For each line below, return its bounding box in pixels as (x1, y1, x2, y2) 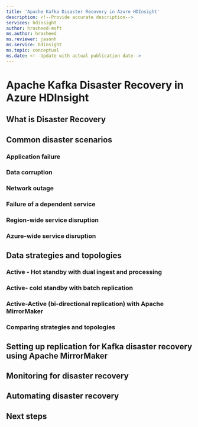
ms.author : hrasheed (6, 31, 57, 37)
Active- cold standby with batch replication (6, 284, 133, 292)
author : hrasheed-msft (6, 25, 62, 31)
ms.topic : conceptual (6, 47, 60, 53)
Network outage (6, 184, 54, 193)
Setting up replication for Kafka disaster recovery (6, 342, 193, 352)
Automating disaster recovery (6, 391, 119, 401)
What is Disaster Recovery (6, 114, 106, 125)
